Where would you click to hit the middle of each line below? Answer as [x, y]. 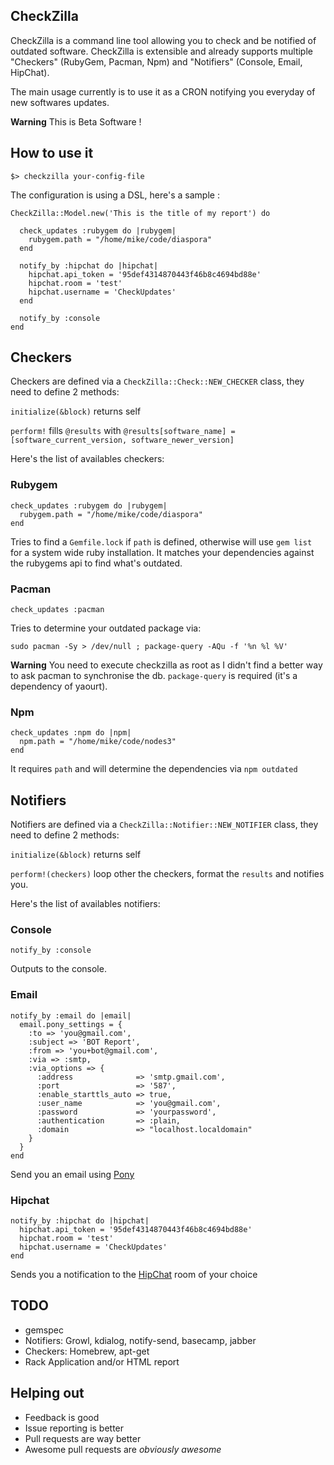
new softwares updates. [60, 102]
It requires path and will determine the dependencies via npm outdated [154, 769]
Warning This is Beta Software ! [76, 121]
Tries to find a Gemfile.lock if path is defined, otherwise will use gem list [161, 541]
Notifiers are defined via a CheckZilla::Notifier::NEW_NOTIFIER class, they [164, 825]
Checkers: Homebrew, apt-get [87, 1351]
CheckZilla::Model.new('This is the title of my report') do [140, 213]
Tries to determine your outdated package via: [106, 628]
